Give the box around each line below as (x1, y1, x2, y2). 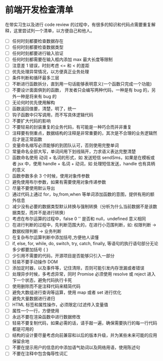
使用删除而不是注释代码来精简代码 (12, 283, 81, 289)
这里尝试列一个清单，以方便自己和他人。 (13, 27, 95, 33)
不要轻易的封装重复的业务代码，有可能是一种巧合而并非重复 (12, 124, 132, 130)
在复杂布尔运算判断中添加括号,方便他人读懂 (12, 234, 99, 240)
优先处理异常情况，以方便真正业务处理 (12, 69, 89, 75)
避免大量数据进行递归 (12, 295, 55, 301)
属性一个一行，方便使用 (12, 308, 59, 314)
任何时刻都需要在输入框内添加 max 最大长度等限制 (12, 57, 113, 63)
